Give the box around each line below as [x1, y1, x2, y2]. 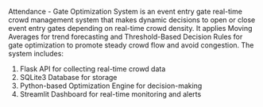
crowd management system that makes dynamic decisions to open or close [8, 15, 256, 25]
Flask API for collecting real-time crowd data [19, 64, 166, 74]
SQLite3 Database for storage [19, 73, 118, 82]
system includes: [8, 49, 64, 58]
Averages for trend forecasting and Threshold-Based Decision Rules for [8, 32, 243, 41]
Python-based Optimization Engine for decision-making [19, 81, 203, 90]
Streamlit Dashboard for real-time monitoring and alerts [19, 90, 202, 98]
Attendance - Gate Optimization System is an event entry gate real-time [8, 7, 242, 16]
